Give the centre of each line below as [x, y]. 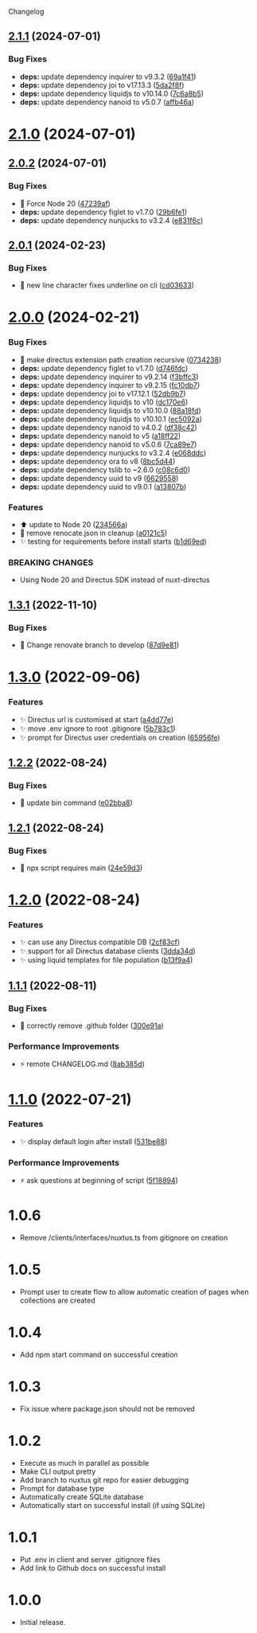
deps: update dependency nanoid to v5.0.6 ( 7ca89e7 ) [108, 444]
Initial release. [43, 1622]
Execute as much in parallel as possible [84, 1463]
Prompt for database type [62, 1488]
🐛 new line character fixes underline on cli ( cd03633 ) [107, 285]
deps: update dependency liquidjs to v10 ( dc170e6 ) [104, 402]
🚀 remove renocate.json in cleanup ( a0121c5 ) [93, 533]
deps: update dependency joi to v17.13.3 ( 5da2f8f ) [102, 85]
